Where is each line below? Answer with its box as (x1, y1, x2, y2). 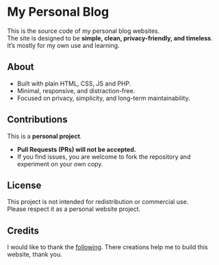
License (7, 179, 42, 191)
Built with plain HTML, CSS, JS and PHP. (16, 79, 131, 88)
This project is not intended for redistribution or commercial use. (7, 198, 189, 206)
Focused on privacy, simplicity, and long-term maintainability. (16, 94, 190, 102)
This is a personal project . (7, 131, 82, 140)
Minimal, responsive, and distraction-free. (16, 86, 136, 94)
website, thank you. (7, 251, 63, 259)
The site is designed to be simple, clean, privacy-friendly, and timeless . (7, 34, 214, 42)
